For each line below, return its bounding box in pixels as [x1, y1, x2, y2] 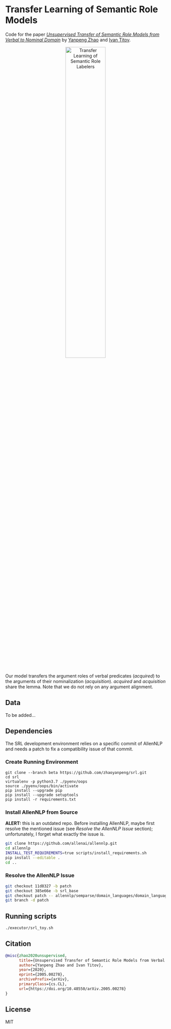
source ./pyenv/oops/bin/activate [5, 783, 79, 789]
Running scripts [5, 912, 57, 920]
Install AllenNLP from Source [5, 809, 78, 816]
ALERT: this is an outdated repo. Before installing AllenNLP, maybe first [5, 820, 155, 826]
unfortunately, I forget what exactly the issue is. [5, 831, 105, 837]
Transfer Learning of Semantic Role [5, 4, 158, 15]
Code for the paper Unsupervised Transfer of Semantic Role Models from [5, 31, 160, 37]
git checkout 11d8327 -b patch [5, 884, 72, 889]
